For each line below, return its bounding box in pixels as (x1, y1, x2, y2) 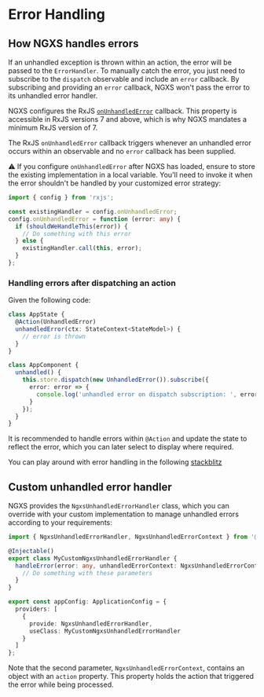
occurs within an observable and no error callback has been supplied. (8, 147, 236, 156)
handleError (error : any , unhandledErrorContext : (15, 562, 178, 570)
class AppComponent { (8, 361, 79, 369)
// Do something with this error (22, 229, 132, 237)
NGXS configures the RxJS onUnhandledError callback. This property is (8, 106, 237, 116)
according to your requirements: (8, 518, 112, 527)
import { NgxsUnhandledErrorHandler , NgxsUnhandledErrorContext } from (8, 533, 247, 541)
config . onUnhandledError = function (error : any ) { (8, 215, 181, 223)
